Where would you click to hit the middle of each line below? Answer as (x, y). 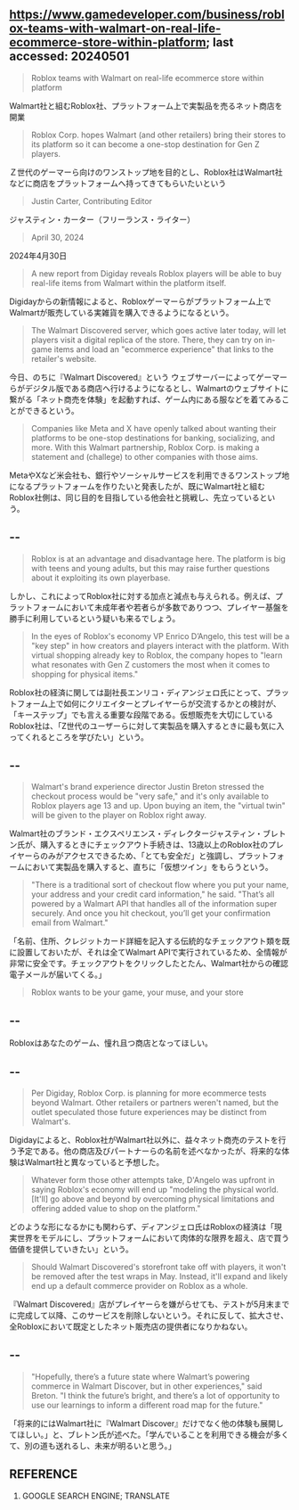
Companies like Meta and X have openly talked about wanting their (154, 428)
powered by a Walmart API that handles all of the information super (154, 904)
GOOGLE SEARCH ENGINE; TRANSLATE (96, 1496)
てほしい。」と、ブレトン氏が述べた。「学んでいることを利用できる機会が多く (149, 1434)
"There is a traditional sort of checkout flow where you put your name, (160, 885)
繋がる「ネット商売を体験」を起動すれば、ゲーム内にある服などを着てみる (145, 399)
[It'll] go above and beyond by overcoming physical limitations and (153, 1199)
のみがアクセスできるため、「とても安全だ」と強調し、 (139, 856)
